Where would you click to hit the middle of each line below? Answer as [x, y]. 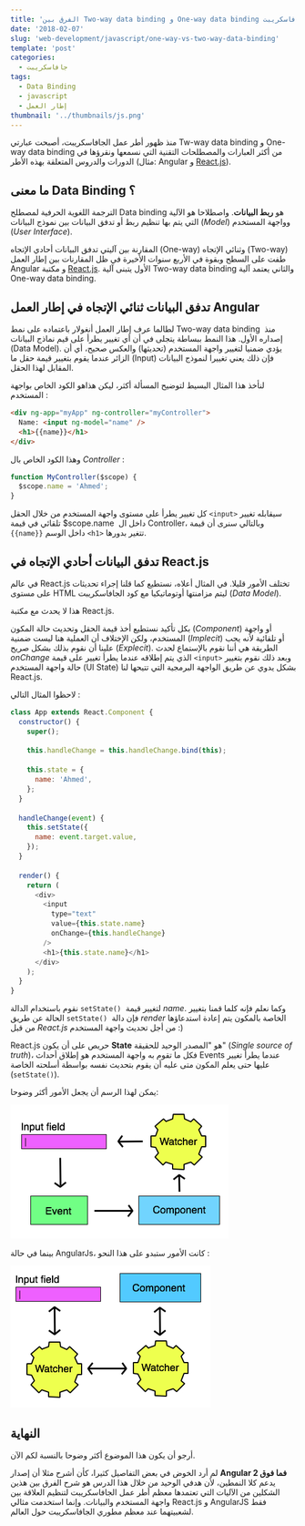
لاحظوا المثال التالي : [46, 694]
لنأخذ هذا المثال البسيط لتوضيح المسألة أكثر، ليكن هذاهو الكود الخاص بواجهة [137, 385]
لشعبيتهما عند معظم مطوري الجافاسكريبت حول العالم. [102, 1511]
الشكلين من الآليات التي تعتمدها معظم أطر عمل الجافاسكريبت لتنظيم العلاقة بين [145, 1492]
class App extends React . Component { [82, 712]
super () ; [43, 732]
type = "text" [73, 914]
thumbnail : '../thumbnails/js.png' [78, 115]
